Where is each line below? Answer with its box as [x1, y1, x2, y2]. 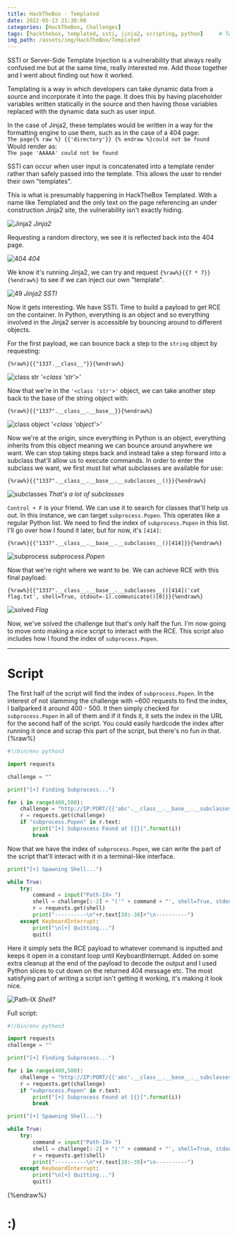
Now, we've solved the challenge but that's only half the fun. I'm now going [7, 619, 226, 628]
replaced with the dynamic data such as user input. [7, 107, 157, 116]
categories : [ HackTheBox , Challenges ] [7, 23, 121, 30]
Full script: [7, 1009, 38, 1017]
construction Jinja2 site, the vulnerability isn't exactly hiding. [7, 206, 183, 214]
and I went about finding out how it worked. [7, 71, 134, 80]
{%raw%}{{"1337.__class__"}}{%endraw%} [7, 360, 125, 368]
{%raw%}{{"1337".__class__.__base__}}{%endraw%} [7, 408, 153, 415]
